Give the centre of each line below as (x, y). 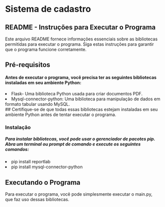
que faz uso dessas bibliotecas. (37, 200)
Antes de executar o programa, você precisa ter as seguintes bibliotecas (81, 77)
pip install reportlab (31, 162)
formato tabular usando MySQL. (38, 104)
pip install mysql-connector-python (47, 167)
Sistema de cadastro (48, 9)
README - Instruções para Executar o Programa (81, 27)
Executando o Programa (43, 182)
